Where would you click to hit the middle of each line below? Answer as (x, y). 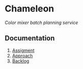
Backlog (20, 61)
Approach (23, 55)
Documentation (30, 38)
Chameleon (29, 9)
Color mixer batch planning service (41, 22)
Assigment (23, 50)
